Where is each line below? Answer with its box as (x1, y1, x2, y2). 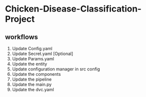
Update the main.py (12, 82, 52, 87)
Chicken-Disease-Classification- (5, 3, 142, 14)
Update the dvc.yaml (12, 87, 55, 92)
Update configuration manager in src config (12, 66, 100, 72)
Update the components (12, 71, 61, 77)
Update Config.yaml (12, 46, 53, 51)
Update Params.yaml (12, 56, 55, 61)
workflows (5, 33, 38, 41)
